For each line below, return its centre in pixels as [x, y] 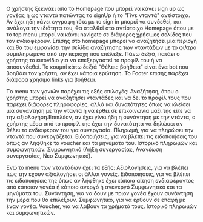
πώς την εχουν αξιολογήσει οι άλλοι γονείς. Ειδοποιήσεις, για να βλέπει [98, 174]
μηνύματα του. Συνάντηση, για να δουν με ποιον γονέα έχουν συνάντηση [100, 193]
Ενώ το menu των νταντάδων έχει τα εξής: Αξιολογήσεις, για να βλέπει [98, 167]
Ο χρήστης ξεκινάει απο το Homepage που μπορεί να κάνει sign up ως [95, 9]
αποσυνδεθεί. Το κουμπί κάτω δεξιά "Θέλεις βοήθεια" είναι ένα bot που [98, 67]
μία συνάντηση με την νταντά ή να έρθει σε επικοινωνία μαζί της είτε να [99, 111]
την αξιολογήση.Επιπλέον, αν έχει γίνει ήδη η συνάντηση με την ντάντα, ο [101, 117]
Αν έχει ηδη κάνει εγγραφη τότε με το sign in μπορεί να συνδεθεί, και [94, 22]
